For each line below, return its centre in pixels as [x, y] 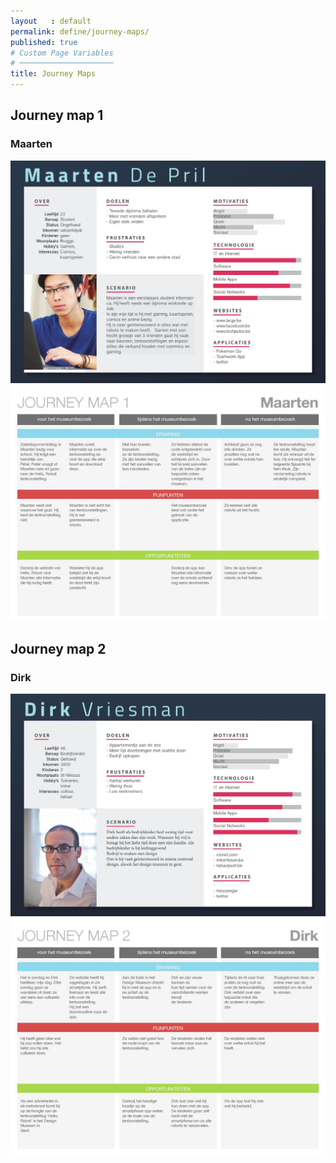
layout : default [51, 21]
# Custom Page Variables [62, 53]
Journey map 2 [58, 648]
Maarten [31, 144]
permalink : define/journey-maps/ [80, 31]
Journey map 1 [57, 115]
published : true [44, 42]
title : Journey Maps [53, 74]
